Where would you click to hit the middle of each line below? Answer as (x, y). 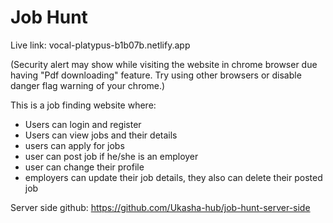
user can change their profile (84, 167)
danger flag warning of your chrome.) (88, 85)
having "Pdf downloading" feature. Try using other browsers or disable (156, 75)
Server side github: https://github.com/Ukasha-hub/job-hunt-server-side (160, 207)
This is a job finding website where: (83, 105)
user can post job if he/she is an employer (111, 156)
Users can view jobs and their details (101, 135)
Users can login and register (83, 124)
